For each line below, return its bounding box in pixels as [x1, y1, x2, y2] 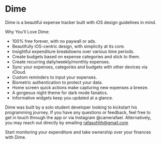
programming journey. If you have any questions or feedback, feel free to [5, 109, 151, 115]
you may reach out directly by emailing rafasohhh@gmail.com [5, 120, 129, 126]
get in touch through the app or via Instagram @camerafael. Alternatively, [5, 114, 151, 120]
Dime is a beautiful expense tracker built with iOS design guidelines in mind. [5, 19, 156, 25]
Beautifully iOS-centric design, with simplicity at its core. [12, 43, 125, 49]
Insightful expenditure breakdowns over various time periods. [12, 48, 134, 54]
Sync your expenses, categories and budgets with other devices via [12, 64, 147, 70]
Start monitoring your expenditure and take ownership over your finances [5, 129, 151, 135]
